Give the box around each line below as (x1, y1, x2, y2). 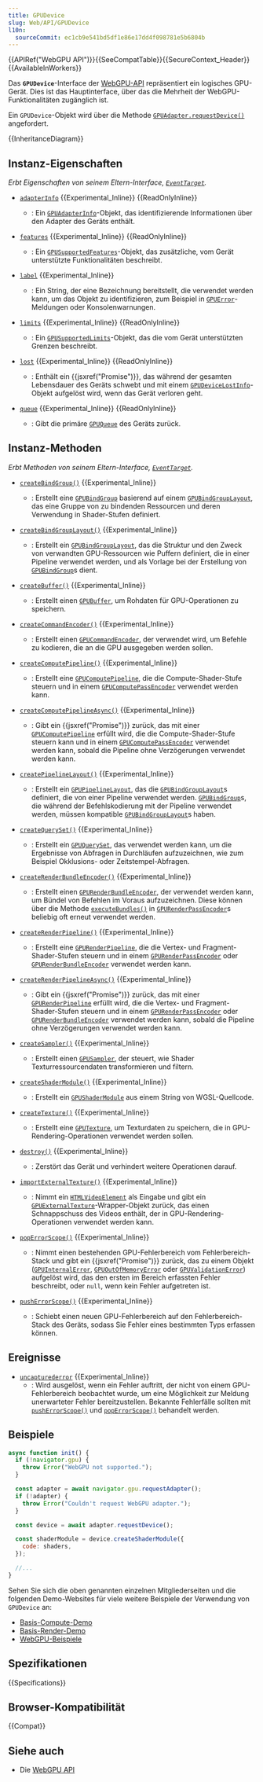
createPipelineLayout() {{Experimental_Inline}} (19, 769, 174, 778)
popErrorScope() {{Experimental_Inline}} (19, 1232, 150, 1242)
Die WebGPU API (19, 1765, 75, 1775)
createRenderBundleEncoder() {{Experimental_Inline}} (19, 872, 192, 881)
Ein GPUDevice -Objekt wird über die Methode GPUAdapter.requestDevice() (8, 111, 245, 120)
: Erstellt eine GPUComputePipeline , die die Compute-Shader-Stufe (31, 673, 243, 682)
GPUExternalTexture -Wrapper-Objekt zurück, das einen (31, 1200, 210, 1210)
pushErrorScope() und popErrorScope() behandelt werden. (31, 1405, 220, 1415)
